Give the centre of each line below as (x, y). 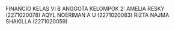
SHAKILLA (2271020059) (37, 21)
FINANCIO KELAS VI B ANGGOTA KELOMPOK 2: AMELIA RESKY (85, 9)
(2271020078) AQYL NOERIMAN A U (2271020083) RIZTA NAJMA (87, 15)
